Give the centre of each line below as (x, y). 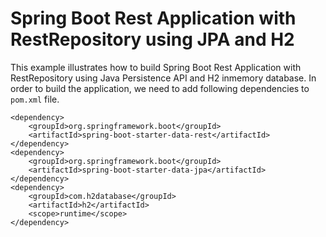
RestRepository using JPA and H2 (152, 39)
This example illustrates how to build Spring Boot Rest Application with (156, 67)
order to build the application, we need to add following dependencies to (160, 88)
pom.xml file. (35, 99)
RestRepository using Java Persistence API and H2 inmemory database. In (163, 78)
